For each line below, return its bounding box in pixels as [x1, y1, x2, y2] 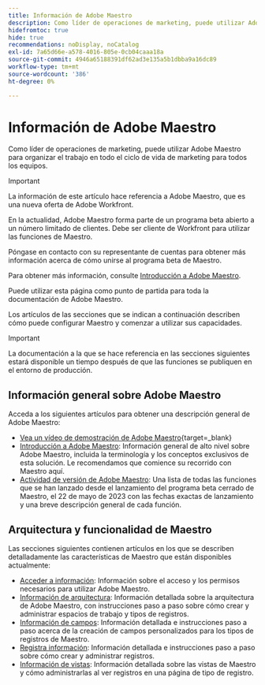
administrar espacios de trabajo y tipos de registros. [19, 609, 189, 619]
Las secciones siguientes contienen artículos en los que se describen [8, 544, 234, 553]
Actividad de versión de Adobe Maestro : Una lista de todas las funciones [19, 475, 257, 485]
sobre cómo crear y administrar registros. [19, 651, 155, 661]
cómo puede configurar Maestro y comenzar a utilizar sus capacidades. [8, 318, 242, 328]
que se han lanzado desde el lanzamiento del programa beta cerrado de [19, 483, 255, 493]
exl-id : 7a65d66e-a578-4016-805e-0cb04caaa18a [8, 48, 164, 56]
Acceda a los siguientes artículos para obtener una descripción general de [8, 409, 251, 419]
